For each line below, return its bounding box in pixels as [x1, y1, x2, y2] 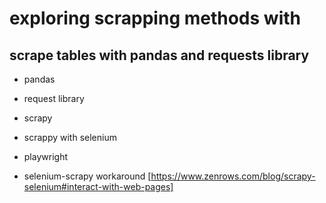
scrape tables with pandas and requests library [9, 47, 310, 64]
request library [23, 93, 85, 104]
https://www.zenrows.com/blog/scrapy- [150, 170, 316, 182]
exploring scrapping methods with [9, 7, 301, 30]
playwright [23, 151, 68, 162]
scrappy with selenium [23, 132, 117, 143]
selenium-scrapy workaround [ [23, 170, 152, 182]
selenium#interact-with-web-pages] [23, 181, 174, 192]
